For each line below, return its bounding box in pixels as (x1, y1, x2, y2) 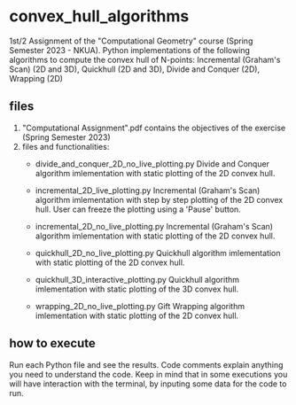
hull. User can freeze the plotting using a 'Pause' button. (35, 204, 241, 214)
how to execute (9, 336, 96, 351)
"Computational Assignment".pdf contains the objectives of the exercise (21, 122, 286, 133)
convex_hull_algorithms (9, 6, 190, 27)
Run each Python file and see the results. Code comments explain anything (9, 359, 284, 370)
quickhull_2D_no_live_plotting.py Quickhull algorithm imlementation (35, 247, 281, 258)
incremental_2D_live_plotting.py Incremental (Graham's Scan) (35, 184, 261, 196)
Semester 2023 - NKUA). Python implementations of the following (9, 44, 251, 55)
